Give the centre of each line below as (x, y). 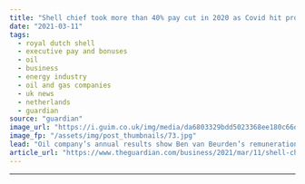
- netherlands (44, 102)
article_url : (34, 152)
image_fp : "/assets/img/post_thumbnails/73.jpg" (103, 136)
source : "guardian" (46, 119)
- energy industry (53, 77)
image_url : (30, 128)
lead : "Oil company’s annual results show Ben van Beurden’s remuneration (154, 144)
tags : (20, 34)
